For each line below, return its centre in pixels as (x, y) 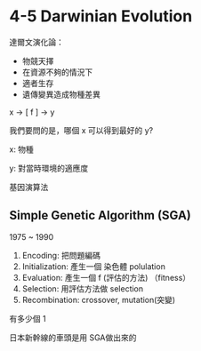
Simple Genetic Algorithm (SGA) (100, 215)
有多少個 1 (28, 318)
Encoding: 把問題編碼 (61, 255)
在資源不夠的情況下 (57, 72)
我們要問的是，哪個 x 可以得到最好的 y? (81, 130)
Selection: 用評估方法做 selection (83, 288)
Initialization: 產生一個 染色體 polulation (94, 266)
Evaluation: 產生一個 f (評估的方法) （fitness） (106, 277)
